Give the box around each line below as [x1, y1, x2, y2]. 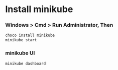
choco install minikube [5, 33, 55, 38]
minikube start [5, 38, 37, 43]
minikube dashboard [5, 61, 46, 66]
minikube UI [5, 49, 35, 56]
